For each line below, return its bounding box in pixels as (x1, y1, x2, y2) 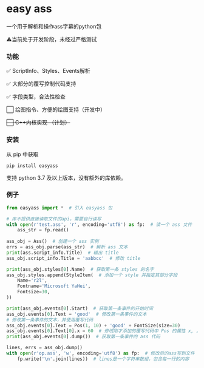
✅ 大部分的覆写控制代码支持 (6, 80, 76, 87)
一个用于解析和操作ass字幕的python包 (6, 22, 102, 30)
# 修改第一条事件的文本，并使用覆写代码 (6, 316, 93, 323)
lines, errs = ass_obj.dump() (6, 345, 83, 351)
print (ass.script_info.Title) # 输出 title (6, 250, 119, 256)
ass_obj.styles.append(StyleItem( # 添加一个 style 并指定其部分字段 (6, 272, 178, 278)
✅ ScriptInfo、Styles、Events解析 (6, 67, 90, 75)
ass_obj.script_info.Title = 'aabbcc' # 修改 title (6, 255, 141, 261)
